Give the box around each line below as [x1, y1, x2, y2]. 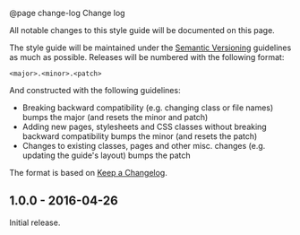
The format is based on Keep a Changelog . [9, 168, 167, 178]
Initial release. [9, 217, 61, 228]
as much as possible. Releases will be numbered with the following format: [9, 52, 285, 62]
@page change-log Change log [9, 8, 125, 18]
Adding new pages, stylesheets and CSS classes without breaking [21, 121, 267, 132]
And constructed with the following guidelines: [9, 85, 181, 95]
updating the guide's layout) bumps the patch [21, 150, 191, 161]
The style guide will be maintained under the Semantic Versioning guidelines [9, 42, 292, 53]
